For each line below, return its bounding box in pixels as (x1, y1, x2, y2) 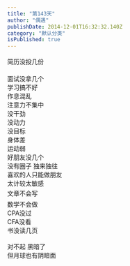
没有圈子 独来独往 (7, 162, 58, 170)
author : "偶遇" (7, 17, 49, 24)
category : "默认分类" (7, 29, 66, 37)
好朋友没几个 (7, 153, 44, 161)
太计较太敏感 (7, 179, 44, 188)
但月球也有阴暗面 (7, 251, 56, 260)
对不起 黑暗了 (7, 242, 46, 251)
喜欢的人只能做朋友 (7, 170, 63, 179)
